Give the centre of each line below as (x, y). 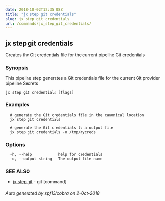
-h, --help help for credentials (56, 154)
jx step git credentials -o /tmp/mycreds (53, 132)
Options (15, 144)
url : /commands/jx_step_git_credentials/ (49, 23)
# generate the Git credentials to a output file (62, 128)
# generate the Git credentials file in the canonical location (77, 115)
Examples (18, 105)
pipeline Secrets (22, 83)
